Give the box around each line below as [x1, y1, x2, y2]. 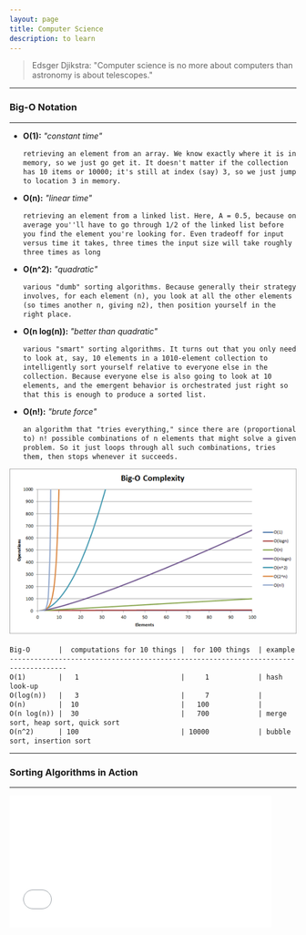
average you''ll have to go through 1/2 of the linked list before [22, 220, 284, 230]
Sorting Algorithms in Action [9, 765, 138, 778]
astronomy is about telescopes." [31, 69, 153, 81]
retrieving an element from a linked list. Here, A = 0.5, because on [22, 211, 297, 221]
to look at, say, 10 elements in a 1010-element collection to [22, 354, 269, 363]
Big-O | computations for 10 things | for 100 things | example [9, 645, 296, 654]
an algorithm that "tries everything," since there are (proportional [22, 425, 297, 434]
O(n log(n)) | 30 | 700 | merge [9, 709, 287, 718]
